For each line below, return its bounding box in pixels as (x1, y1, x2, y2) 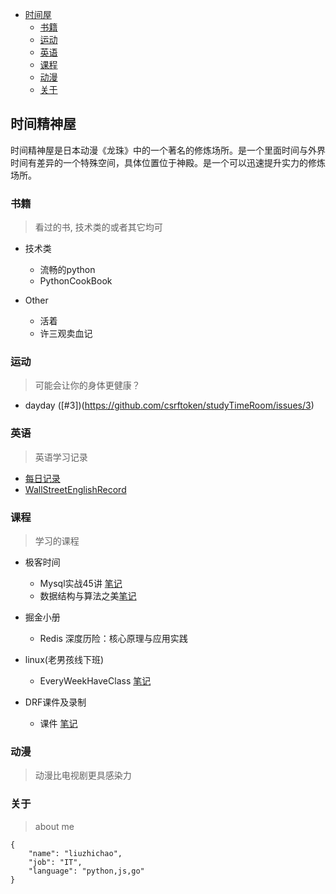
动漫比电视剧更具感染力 (34, 769, 132, 782)
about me (34, 820, 75, 832)
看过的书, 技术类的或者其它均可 (34, 221, 163, 233)
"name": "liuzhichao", (28, 848, 123, 858)
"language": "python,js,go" (28, 866, 145, 876)
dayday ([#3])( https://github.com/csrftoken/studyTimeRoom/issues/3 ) (24, 399, 315, 412)
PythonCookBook (39, 275, 113, 287)
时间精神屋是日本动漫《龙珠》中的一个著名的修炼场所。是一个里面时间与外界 (10, 144, 326, 156)
